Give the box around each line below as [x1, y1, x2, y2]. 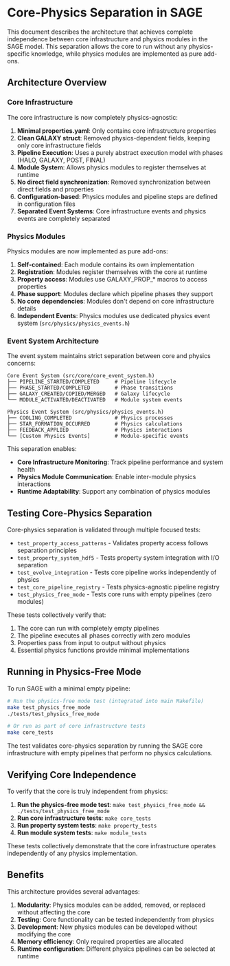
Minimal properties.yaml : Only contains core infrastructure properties [16, 126, 216, 135]
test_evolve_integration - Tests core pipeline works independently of [16, 568, 217, 576]
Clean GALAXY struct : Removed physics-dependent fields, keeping [16, 134, 211, 142]
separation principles [16, 546, 78, 555]
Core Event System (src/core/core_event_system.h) [7, 372, 155, 379]
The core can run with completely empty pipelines [16, 624, 159, 633]
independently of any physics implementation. [7, 849, 138, 858]
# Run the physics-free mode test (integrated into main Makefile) [7, 697, 205, 704]
